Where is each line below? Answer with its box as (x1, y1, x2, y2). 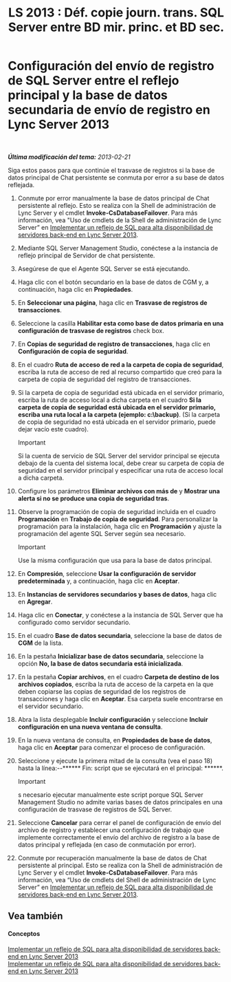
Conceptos (8, 929, 41, 937)
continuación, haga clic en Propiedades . (17, 285, 133, 293)
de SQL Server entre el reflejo (8, 73, 179, 89)
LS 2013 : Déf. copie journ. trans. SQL (8, 5, 224, 21)
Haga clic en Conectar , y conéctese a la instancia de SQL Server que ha (17, 610, 223, 619)
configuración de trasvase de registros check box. (17, 326, 164, 334)
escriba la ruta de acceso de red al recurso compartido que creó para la (17, 367, 222, 376)
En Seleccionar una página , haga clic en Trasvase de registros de (17, 298, 208, 307)
